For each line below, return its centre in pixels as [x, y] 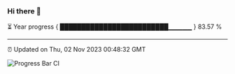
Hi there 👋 [24, 11]
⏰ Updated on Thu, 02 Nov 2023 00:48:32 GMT [77, 50]
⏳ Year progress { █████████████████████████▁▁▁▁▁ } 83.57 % [115, 27]
